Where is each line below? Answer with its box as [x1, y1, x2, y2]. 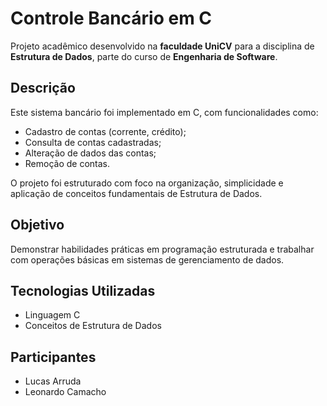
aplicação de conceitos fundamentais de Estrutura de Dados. [10, 187, 263, 199]
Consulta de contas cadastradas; [24, 136, 162, 148]
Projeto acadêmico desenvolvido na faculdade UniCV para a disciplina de [10, 40, 315, 52]
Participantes [10, 348, 97, 366]
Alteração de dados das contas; [24, 147, 157, 159]
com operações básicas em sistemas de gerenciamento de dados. [10, 253, 285, 266]
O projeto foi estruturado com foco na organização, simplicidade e [10, 177, 284, 189]
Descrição [10, 80, 76, 97]
